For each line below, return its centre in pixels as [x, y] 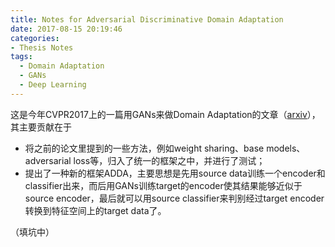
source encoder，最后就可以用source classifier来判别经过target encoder [174, 198]
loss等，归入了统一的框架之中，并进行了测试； [169, 160]
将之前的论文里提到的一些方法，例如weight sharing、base [144, 148]
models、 [286, 148]
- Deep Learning [53, 85]
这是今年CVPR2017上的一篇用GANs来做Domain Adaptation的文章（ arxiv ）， [165, 114]
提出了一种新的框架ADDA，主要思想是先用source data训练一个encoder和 [175, 173]
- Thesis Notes [42, 47]
